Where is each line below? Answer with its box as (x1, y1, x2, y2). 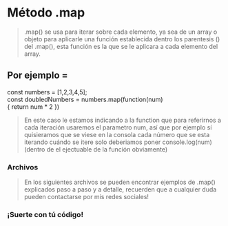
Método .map (7, 5, 85, 21)
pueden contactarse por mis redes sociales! (23, 193, 149, 201)
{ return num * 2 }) (7, 102, 60, 111)
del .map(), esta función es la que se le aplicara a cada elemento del (23, 42, 218, 50)
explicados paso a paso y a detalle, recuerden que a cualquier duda (23, 185, 217, 194)
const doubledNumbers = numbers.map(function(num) (7, 95, 163, 103)
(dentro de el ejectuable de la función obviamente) (23, 145, 168, 153)
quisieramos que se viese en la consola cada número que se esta (23, 130, 210, 138)
